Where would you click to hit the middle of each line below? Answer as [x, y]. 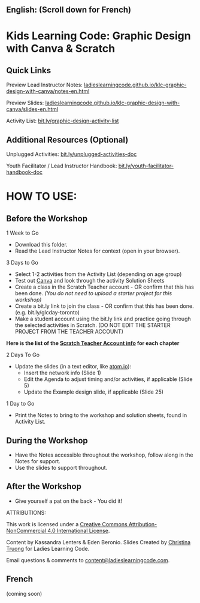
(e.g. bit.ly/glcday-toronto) [47, 313]
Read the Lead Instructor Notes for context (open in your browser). [97, 251]
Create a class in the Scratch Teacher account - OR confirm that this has [104, 287]
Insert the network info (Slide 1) [63, 373]
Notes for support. [38, 461]
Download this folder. [41, 245]
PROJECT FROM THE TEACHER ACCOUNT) [69, 332]
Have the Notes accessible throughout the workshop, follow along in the [104, 455]
